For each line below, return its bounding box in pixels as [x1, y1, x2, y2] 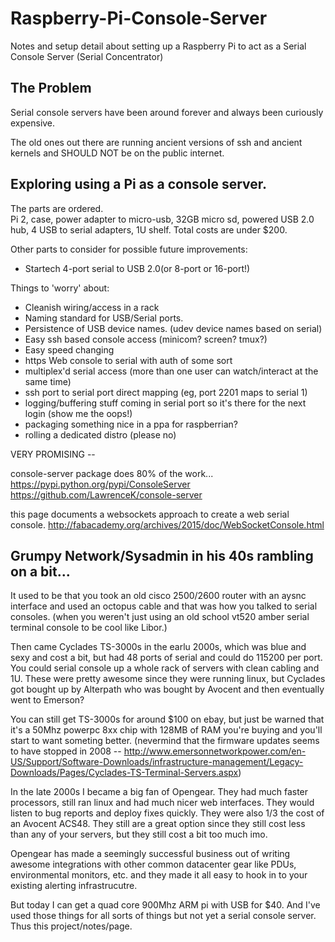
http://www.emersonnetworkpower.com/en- [123, 745, 307, 757]
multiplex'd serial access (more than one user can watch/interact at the [24, 365, 319, 377]
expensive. [10, 117, 56, 129]
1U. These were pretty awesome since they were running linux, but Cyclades [10, 673, 326, 685]
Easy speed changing [24, 343, 115, 356]
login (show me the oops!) [24, 407, 133, 419]
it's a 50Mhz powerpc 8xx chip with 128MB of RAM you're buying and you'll [10, 724, 323, 736]
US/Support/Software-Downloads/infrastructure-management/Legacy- [10, 756, 304, 768]
